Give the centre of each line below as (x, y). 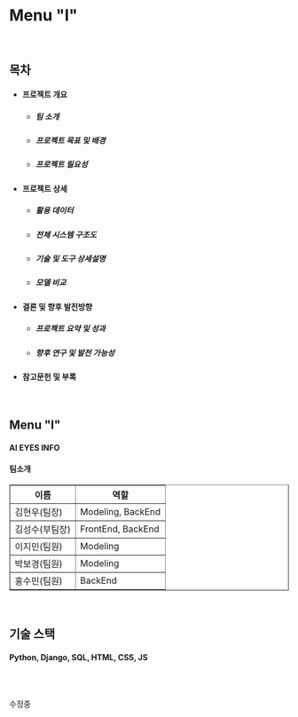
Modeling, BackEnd (120, 511)
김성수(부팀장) (43, 529)
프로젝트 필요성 (62, 164)
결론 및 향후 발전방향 (57, 306)
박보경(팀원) (39, 563)
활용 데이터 (54, 210)
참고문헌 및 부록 (49, 377)
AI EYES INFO (35, 447)
